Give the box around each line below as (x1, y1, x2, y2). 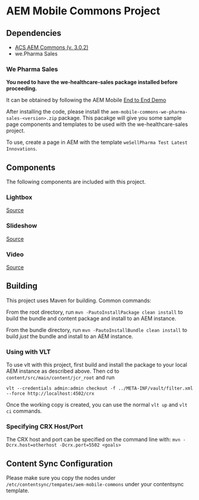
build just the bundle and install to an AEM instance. (6, 333, 133, 340)
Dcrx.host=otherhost (6, 442, 58, 449)
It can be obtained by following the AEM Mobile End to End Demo (6, 97, 167, 104)
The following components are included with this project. (6, 178, 146, 186)
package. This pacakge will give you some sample (58, 115, 182, 122)
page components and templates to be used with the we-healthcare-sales (6, 121, 188, 128)
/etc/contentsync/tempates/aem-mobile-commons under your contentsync (6, 481, 184, 488)
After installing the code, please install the (6, 108, 109, 115)
